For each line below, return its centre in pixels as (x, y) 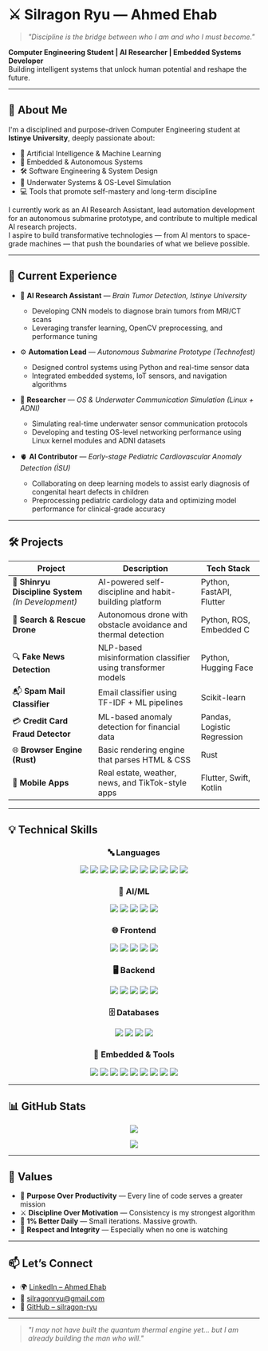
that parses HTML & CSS (144, 760)
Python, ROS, (225, 620)
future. (19, 77)
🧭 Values (31, 1177)
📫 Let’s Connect (51, 1263)
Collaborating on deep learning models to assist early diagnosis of (140, 483)
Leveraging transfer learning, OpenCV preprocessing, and (127, 328)
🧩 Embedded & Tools (134, 1054)
